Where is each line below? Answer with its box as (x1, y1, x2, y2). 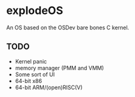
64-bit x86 (15, 77, 43, 84)
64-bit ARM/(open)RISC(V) (15, 84, 83, 91)
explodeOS (6, 4, 64, 18)
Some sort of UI (15, 71, 55, 78)
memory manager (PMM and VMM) (15, 64, 105, 71)
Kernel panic (15, 57, 47, 65)
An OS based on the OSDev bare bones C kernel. (6, 24, 130, 31)
